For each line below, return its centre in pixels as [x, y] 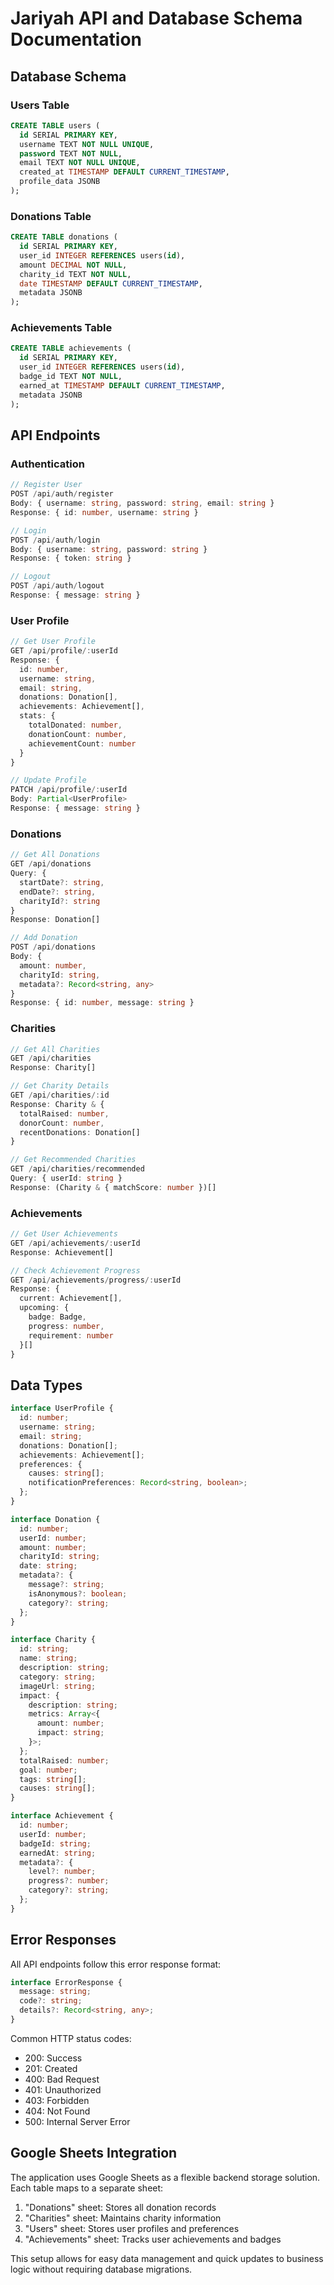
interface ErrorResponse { [66, 1982]
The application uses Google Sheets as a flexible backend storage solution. [165, 2177]
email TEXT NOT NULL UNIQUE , [80, 163]
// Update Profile [48, 780]
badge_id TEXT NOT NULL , [71, 377]
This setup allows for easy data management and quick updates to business [167, 2258]
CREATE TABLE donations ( [64, 237]
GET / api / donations [51, 864]
